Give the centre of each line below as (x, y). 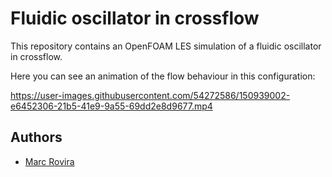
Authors (36, 137)
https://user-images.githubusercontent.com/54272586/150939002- (150, 95)
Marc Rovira (49, 161)
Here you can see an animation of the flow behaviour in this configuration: (163, 76)
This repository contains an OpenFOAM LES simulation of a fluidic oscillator (166, 46)
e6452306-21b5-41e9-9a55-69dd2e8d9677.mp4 (111, 106)
